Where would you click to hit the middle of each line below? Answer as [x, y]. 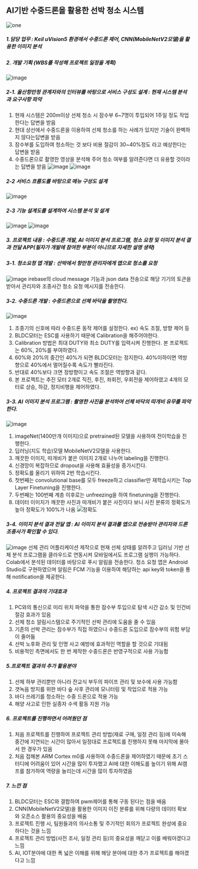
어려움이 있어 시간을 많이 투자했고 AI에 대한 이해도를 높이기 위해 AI [107, 764]
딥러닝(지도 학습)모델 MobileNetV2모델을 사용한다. [73, 451]
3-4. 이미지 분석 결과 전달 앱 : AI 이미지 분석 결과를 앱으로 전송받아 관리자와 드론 [97, 524]
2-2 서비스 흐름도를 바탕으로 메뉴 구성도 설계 [57, 181]
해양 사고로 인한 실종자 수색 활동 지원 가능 [62, 704]
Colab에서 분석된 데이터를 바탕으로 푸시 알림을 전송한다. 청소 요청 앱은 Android [97, 562]
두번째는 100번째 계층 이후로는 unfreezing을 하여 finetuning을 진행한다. [97, 495]
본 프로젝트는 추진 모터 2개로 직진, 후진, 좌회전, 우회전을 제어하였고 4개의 [98, 380]
